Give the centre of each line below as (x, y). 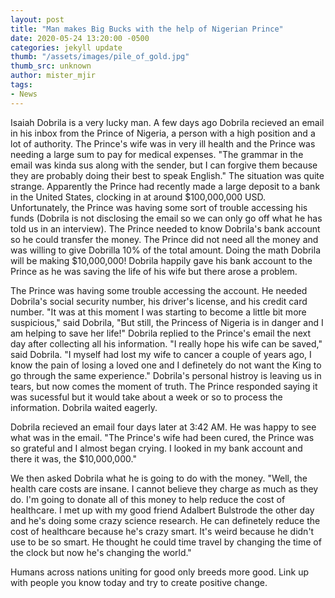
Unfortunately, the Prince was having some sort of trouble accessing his (159, 207)
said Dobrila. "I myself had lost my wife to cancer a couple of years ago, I (161, 354)
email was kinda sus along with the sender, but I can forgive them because (164, 165)
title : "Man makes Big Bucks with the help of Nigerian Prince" (147, 29)
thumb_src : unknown (51, 66)
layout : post (37, 19)
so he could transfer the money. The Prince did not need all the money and (164, 239)
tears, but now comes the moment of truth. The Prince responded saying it (164, 386)
